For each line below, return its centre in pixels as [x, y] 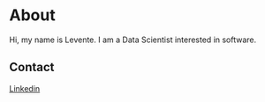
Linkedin [25, 88]
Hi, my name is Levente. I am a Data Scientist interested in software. [133, 40]
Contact [32, 67]
